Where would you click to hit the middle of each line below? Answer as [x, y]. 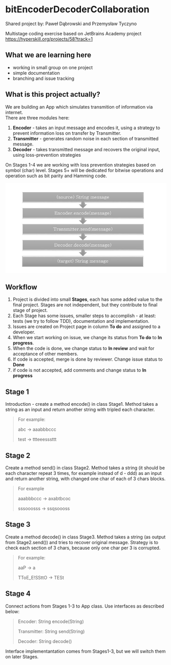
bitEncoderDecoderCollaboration [77, 9]
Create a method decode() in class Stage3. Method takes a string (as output [85, 537]
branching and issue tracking [44, 78]
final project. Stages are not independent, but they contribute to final [85, 305]
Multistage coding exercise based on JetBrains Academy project [73, 33]
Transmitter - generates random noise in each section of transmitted [85, 138]
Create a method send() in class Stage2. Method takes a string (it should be [85, 468]
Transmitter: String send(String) [51, 631]
